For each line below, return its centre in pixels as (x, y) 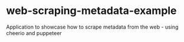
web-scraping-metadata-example (91, 11)
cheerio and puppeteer (34, 33)
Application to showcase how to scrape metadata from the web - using (92, 27)
